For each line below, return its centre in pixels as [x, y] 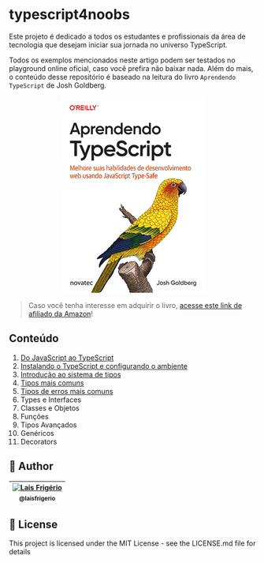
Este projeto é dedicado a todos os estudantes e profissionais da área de [128, 36]
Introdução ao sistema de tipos [71, 374]
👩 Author [31, 466]
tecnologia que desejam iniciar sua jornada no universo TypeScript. [118, 44]
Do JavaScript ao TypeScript [67, 358]
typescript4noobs [70, 15]
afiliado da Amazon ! [61, 313]
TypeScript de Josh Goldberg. [58, 85]
